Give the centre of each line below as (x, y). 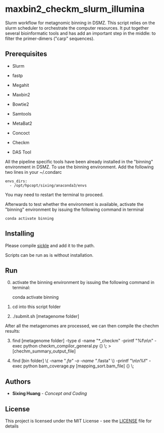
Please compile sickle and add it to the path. (50, 245)
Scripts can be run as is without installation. (49, 255)
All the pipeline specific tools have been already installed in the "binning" (79, 161)
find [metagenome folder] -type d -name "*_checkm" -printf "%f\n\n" (83, 341)
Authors (18, 381)
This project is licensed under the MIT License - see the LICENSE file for (78, 421)
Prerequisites (26, 54)
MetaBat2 (22, 123)
